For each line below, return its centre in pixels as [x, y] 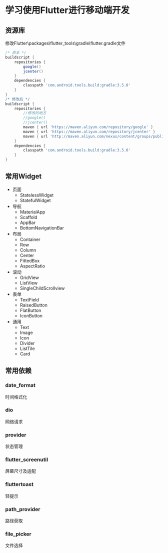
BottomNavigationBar [42, 227]
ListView [29, 282]
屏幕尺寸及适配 [20, 471]
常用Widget [23, 176]
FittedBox [30, 260]
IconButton [31, 315]
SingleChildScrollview [42, 288]
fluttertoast [19, 484]
